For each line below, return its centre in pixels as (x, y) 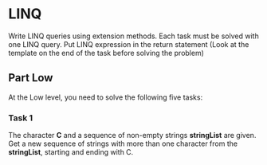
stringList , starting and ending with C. (71, 152)
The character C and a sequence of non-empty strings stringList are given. (132, 136)
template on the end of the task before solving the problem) (106, 53)
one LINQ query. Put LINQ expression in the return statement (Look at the (129, 44)
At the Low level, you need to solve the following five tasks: (106, 97)
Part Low (31, 78)
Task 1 (21, 118)
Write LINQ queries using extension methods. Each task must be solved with (133, 36)
